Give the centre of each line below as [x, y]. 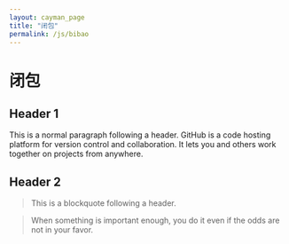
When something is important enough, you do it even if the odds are [155, 220]
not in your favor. [62, 230]
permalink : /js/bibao [49, 34]
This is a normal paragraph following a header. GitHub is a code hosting [140, 135]
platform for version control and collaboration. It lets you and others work [143, 145]
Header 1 [34, 113]
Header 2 [35, 181]
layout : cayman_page [47, 17]
